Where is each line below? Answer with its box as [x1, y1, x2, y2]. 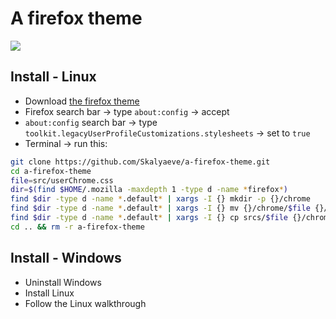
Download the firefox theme [24, 95, 140, 107]
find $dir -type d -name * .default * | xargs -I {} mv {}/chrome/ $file [10, 203, 311, 214]
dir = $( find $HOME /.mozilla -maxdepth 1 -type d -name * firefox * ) [10, 185, 288, 195]
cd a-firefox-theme [10, 166, 92, 176]
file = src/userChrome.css [10, 175, 114, 186]
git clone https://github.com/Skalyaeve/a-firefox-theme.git [10, 157, 271, 167]
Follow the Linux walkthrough [24, 297, 147, 309]
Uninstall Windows [24, 276, 102, 288]
